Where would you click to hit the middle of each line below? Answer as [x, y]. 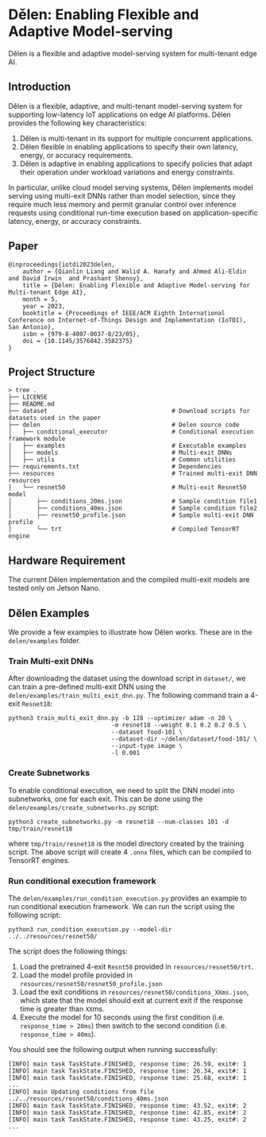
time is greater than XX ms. [62, 1008]
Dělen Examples [49, 613]
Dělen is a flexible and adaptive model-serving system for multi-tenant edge [133, 53]
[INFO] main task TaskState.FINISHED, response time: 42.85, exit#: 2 [127, 1112]
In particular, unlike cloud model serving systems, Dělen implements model [131, 187]
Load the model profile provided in [76, 975]
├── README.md [32, 404]
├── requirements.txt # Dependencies [115, 467]
